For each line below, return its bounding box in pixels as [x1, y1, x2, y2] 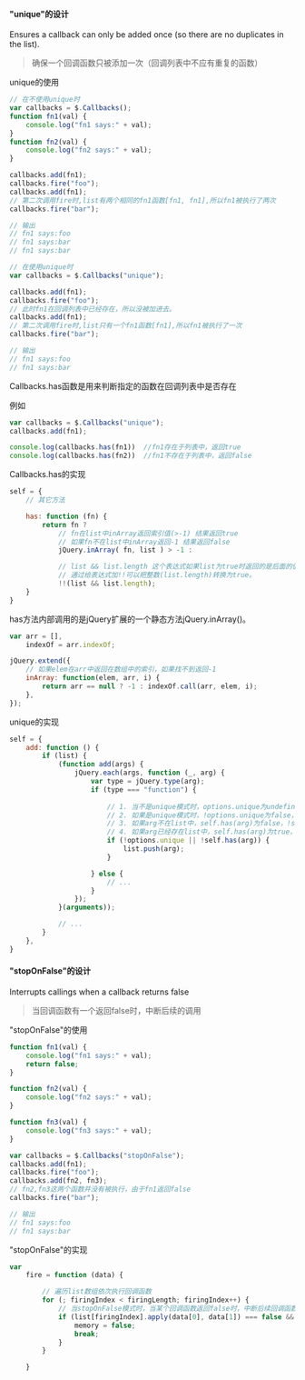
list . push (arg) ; [123, 845, 184, 854]
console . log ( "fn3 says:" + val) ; [25, 1125, 152, 1135]
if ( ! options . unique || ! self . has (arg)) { [106, 836, 271, 845]
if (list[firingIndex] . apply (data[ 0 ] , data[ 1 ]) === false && [57, 1312, 295, 1322]
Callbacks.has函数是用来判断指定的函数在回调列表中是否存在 [9, 380, 238, 391]
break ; [74, 1329, 100, 1338]
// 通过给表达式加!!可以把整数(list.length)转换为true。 [57, 571, 256, 580]
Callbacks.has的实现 [9, 469, 86, 480]
